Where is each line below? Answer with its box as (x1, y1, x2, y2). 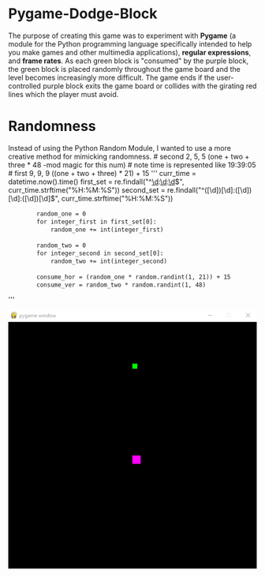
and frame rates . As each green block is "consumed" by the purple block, (8, 56, 248, 66)
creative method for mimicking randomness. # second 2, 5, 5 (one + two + (8, 152, 250, 161)
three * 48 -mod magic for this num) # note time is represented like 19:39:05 (8, 159, 256, 170)
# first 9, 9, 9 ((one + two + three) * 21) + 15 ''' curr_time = (8, 168, 197, 178)
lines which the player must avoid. (8, 89, 119, 99)
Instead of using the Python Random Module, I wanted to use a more (8, 143, 231, 152)
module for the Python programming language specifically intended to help (8, 39, 252, 48)
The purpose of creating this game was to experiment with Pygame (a (8, 31, 237, 40)
